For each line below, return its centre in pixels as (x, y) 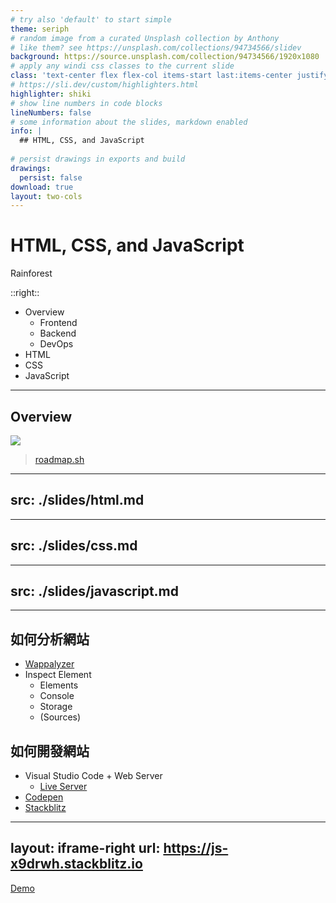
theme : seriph (40, 29)
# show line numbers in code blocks (86, 103)
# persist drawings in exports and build (98, 159)
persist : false (51, 177)
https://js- (196, 848)
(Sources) (60, 717)
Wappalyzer (49, 664)
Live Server (63, 787)
